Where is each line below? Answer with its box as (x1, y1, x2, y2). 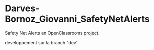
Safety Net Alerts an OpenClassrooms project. (5, 30, 100, 36)
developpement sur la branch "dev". (5, 39, 79, 45)
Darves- (5, 3, 40, 14)
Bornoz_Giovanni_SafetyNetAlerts (5, 13, 150, 25)
